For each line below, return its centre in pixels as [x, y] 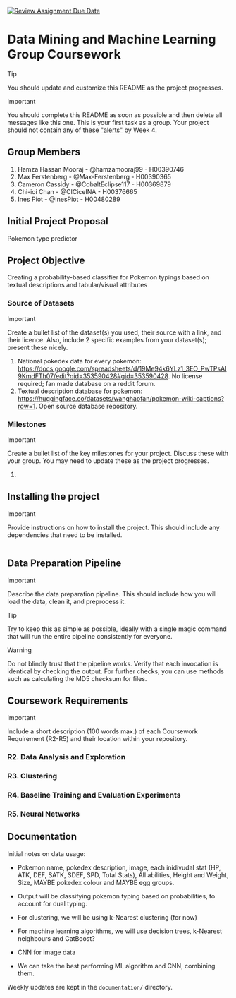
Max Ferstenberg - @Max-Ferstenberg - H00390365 [94, 176]
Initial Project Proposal [58, 221]
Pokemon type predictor [42, 238]
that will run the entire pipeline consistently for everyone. [90, 636]
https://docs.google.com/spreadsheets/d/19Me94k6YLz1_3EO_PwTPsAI [122, 368]
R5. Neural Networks [43, 814]
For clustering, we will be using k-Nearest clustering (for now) [107, 917]
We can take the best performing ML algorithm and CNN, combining [116, 966]
